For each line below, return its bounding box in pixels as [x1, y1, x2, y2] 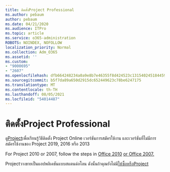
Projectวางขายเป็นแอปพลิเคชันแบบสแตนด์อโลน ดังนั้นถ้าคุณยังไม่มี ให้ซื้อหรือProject [5, 161, 149, 167]
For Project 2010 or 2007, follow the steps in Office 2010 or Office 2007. [5, 151, 154, 157]
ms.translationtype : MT [5, 82, 56, 87]
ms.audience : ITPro [5, 26, 47, 31]
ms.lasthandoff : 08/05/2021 [5, 92, 65, 97]
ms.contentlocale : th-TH [5, 87, 58, 92]
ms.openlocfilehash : [5, 73, 49, 78]
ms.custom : [5, 59, 28, 64]
